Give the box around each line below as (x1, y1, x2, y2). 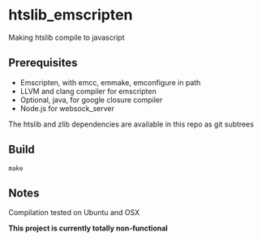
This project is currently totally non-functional (8, 223, 168, 233)
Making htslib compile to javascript (8, 32, 125, 42)
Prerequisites (8, 56, 78, 70)
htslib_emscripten (8, 6, 133, 24)
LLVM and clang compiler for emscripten (19, 86, 157, 96)
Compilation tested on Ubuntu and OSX (8, 208, 140, 217)
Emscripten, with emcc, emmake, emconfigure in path (19, 77, 201, 87)
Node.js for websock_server (19, 103, 115, 113)
